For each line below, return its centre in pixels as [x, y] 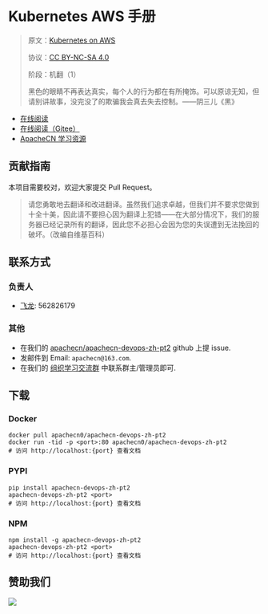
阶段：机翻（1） [54, 74]
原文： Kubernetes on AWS [72, 40]
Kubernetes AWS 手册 [82, 16]
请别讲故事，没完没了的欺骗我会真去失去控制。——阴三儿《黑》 [133, 101]
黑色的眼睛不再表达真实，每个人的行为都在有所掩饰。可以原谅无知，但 [144, 91]
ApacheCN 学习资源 [53, 138]
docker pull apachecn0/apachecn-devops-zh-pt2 [87, 435]
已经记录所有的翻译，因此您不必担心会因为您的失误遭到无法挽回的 [151, 224]
